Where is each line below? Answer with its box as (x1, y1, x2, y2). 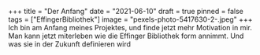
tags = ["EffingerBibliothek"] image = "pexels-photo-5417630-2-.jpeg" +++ (8, 15, 254, 24)
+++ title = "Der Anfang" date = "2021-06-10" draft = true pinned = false (8, 7, 244, 15)
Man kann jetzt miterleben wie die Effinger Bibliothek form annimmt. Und (8, 31, 244, 40)
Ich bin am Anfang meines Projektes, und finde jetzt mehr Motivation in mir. (8, 23, 252, 32)
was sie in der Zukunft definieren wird (8, 40, 132, 49)
